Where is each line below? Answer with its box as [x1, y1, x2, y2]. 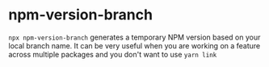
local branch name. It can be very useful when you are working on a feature [8, 40, 261, 50]
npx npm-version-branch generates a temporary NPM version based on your [8, 32, 261, 42]
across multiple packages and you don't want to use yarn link [8, 49, 217, 59]
